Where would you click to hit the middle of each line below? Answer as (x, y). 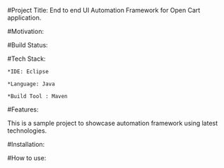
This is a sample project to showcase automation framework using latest (113, 123)
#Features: (23, 109)
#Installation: (26, 144)
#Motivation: (26, 31)
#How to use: (27, 158)
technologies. (27, 131)
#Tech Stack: (26, 59)
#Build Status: (28, 45)
